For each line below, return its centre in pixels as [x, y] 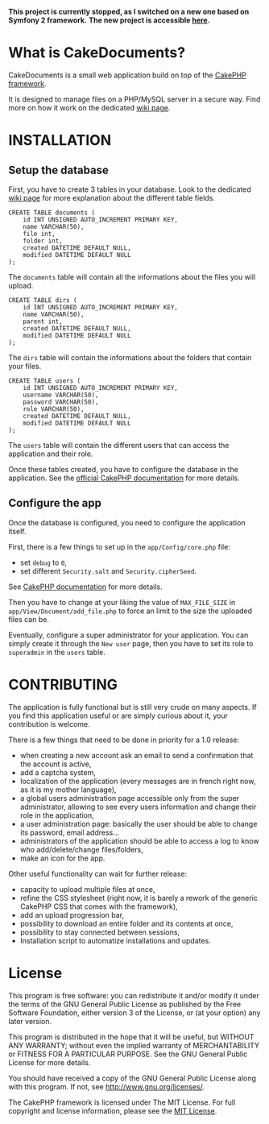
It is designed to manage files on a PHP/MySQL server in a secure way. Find [134, 99]
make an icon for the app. [62, 858]
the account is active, [56, 764]
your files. [25, 366]
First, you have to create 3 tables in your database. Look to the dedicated [130, 189]
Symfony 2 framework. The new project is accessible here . [110, 20]
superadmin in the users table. [57, 652]
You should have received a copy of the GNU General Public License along [132, 1078]
